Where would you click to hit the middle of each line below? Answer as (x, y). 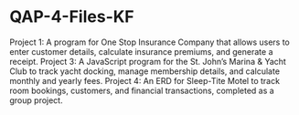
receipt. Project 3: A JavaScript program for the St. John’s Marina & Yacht (148, 61)
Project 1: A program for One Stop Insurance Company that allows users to (150, 42)
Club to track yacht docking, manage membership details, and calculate (145, 71)
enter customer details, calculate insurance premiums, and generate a (141, 51)
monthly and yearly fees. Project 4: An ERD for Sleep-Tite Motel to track (145, 80)
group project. (36, 100)
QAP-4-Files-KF (72, 17)
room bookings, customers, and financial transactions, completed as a (142, 90)
